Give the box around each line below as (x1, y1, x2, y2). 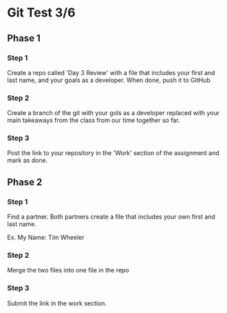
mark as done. (7, 156, 48, 165)
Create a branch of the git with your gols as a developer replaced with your (7, 109, 220, 117)
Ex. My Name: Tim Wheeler (7, 233, 85, 242)
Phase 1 (7, 32, 41, 44)
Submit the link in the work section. (7, 299, 107, 307)
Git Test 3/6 (7, 5, 76, 21)
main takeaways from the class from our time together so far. (7, 116, 180, 125)
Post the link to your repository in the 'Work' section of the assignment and (7, 149, 220, 157)
